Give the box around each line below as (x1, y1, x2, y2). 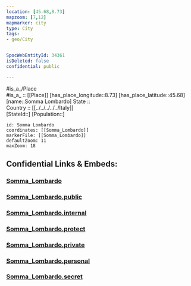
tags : (6, 31, 20, 37)
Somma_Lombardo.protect (6, 225, 86, 233)
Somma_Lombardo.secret (6, 272, 83, 281)
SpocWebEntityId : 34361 (6, 52, 65, 58)
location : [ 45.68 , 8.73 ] (6, 8, 65, 15)
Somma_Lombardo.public (6, 192, 82, 201)
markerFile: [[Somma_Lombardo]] (6, 132, 86, 138)
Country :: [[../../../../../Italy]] (6, 104, 74, 111)
